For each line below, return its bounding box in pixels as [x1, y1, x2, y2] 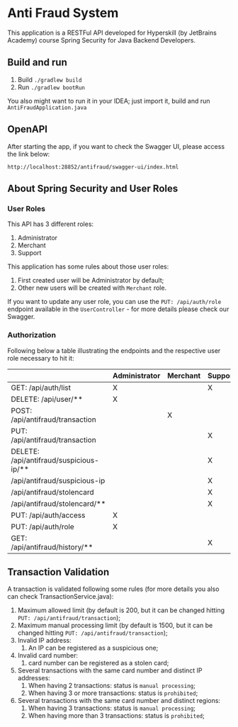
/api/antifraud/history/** [11, 542, 93, 552]
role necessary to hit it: [7, 354, 74, 362]
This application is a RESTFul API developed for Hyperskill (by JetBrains [7, 28, 217, 37]
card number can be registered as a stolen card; [28, 659, 169, 667]
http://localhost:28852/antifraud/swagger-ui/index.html [7, 163, 179, 171]
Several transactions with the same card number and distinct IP [17, 666, 203, 675]
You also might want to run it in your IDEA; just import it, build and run [7, 96, 210, 105]
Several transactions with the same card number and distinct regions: [17, 697, 221, 705]
